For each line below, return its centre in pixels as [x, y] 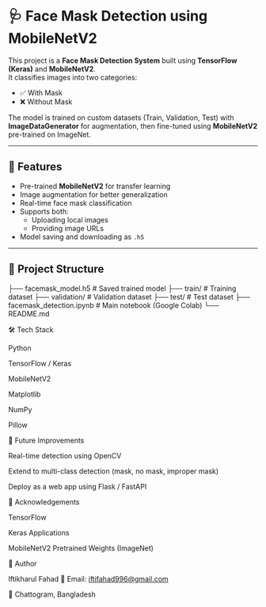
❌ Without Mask [46, 102]
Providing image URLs [68, 228]
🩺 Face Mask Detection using [108, 16]
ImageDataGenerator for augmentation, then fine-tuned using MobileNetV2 [133, 126]
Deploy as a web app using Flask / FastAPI [78, 486]
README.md [29, 313]
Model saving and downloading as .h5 [82, 237]
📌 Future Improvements [46, 440]
